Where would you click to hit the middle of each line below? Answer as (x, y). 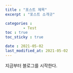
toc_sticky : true (24, 37)
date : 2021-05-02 (24, 46)
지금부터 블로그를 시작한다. (31, 66)
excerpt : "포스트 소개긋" (30, 14)
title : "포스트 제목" (26, 10)
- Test (30, 28)
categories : (19, 23)
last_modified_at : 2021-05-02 (37, 51)
